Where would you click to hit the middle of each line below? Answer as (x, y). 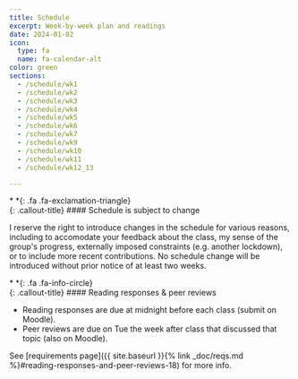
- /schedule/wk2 (47, 92)
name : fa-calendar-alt (60, 59)
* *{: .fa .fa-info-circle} (51, 283)
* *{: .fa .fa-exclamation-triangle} (70, 201)
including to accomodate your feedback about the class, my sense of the (144, 237)
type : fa (34, 51)
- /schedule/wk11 (50, 159)
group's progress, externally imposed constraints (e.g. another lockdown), (146, 246)
